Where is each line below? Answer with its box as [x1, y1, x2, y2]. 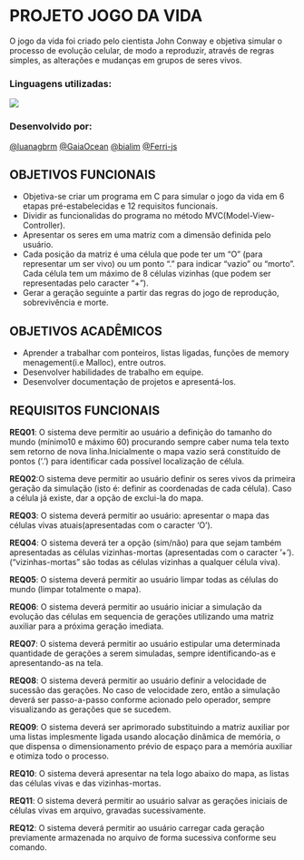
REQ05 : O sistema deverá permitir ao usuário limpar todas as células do [9, 573, 279, 585]
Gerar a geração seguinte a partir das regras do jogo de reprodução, [22, 288, 279, 298]
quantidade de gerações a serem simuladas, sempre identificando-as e [9, 648, 277, 659]
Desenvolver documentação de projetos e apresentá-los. [22, 376, 236, 387]
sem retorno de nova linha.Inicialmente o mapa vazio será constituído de [9, 445, 281, 456]
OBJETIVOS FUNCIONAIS [9, 167, 156, 182]
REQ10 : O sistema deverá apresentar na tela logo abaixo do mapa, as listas [9, 767, 289, 778]
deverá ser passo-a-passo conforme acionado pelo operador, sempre [9, 694, 271, 705]
